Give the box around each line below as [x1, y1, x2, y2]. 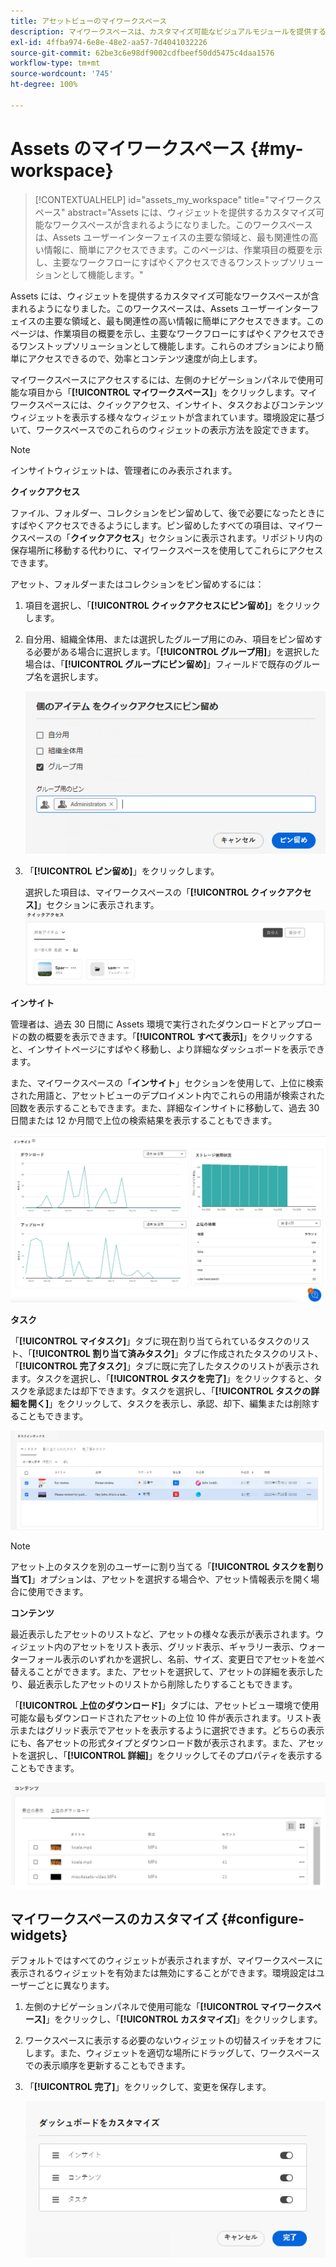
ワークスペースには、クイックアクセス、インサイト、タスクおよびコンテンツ [10, 398, 324, 410]
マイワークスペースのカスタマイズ [10, 1910, 219, 1927]
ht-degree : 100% [10, 80, 78, 90]
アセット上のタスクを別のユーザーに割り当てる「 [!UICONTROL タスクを [10, 1561, 308, 1573]
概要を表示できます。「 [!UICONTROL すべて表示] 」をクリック [44, 1030, 296, 1042]
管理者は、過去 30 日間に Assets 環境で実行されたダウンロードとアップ [10, 1018, 305, 1030]
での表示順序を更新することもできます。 [24, 2060, 191, 2072]
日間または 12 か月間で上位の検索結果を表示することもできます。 [10, 1114, 278, 1126]
